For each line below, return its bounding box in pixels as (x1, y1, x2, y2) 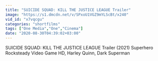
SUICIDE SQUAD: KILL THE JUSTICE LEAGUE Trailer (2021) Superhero (5, 45, 153, 50)
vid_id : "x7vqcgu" (5, 17, 44, 22)
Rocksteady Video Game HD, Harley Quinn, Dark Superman (5, 50, 130, 56)
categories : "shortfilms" (5, 21, 60, 27)
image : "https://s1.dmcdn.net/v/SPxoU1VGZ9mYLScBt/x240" (5, 12, 129, 17)
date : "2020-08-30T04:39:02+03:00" (5, 31, 81, 36)
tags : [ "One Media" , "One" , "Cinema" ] (5, 26, 83, 31)
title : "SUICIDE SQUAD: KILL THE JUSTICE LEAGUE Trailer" (5, 7, 131, 13)
